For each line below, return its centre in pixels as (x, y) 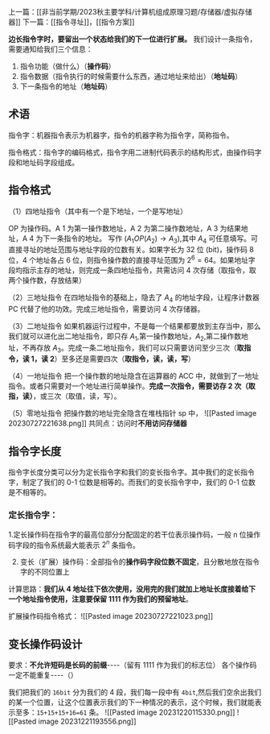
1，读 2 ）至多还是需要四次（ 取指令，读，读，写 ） (113, 359)
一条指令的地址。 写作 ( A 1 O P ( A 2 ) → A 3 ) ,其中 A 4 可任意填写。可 (154, 239)
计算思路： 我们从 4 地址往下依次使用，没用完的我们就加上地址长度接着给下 (132, 589)
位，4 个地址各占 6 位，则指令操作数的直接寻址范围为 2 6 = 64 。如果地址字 (132, 259)
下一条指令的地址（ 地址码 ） (66, 86)
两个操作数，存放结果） (47, 280)
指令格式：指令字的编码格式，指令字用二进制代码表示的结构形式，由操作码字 (135, 152)
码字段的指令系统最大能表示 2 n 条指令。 (74, 544)
